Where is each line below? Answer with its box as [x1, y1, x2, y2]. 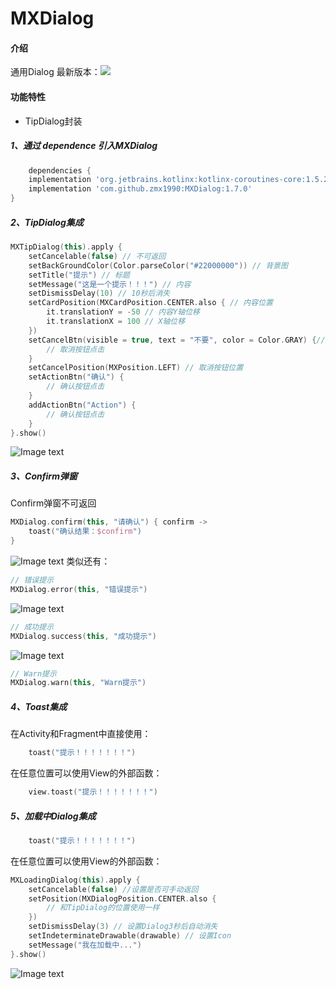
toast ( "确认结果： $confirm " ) [28, 527, 142, 537]
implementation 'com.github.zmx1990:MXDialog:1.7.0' [28, 184, 253, 194]
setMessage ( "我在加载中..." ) [28, 940, 142, 950]
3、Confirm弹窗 [10, 470, 78, 482]
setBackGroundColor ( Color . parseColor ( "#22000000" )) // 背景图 [28, 260, 288, 271]
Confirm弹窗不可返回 [10, 497, 97, 509]
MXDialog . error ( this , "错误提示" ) [10, 584, 148, 594]
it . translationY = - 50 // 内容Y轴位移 [46, 307, 200, 317]
